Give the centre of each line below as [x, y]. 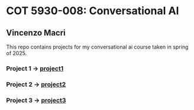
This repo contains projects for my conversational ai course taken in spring [97, 47]
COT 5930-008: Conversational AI [93, 11]
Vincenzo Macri [36, 33]
